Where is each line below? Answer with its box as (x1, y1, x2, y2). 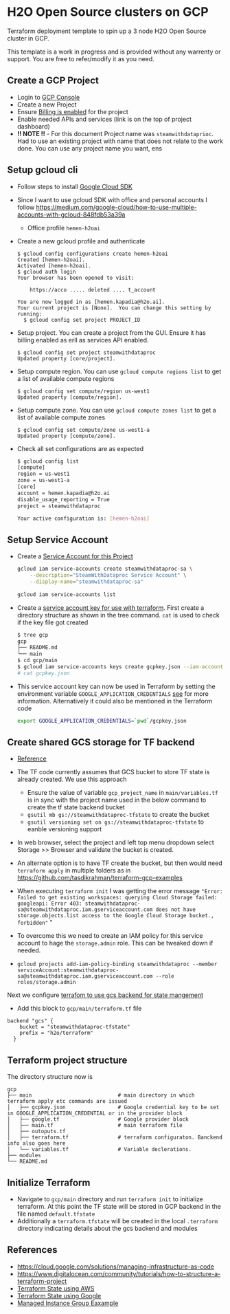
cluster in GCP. (7, 34, 49, 42)
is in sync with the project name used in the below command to (27, 796, 207, 804)
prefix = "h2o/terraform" (19, 1029, 94, 1037)
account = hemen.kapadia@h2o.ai (16, 490, 110, 496)
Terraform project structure (7, 1054, 128, 1066)
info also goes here (7, 1140, 67, 1147)
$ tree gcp (16, 631, 49, 638)
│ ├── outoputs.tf (7, 1128, 67, 1135)
